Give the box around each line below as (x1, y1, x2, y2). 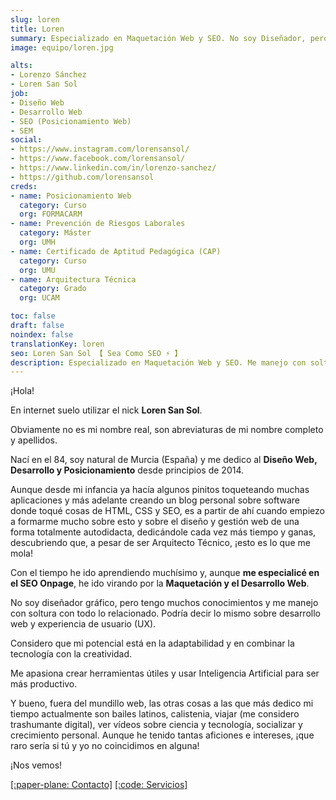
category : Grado (19, 284, 87, 294)
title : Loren (10, 24, 65, 34)
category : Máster (19, 228, 92, 238)
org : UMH (19, 237, 56, 247)
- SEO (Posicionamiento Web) (10, 116, 132, 126)
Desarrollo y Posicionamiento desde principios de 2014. (10, 464, 245, 476)
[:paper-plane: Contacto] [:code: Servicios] (10, 779, 188, 791)
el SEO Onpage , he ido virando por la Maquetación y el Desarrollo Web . (10, 577, 310, 590)
